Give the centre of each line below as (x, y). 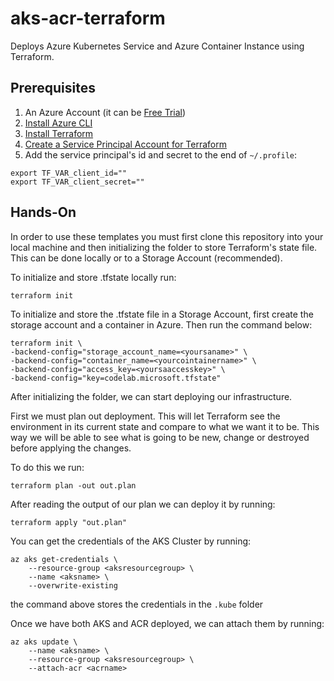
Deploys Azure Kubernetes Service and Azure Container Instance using (157, 46)
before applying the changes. (71, 448)
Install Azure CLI (58, 123)
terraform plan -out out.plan (73, 485)
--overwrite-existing (73, 585)
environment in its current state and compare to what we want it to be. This (165, 426)
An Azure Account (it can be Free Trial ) (105, 112)
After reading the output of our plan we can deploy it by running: (143, 504)
